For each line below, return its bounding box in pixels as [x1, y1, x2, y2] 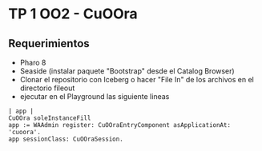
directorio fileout [19, 83, 75, 93]
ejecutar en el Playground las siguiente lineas [19, 92, 170, 101]
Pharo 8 [19, 58, 46, 67]
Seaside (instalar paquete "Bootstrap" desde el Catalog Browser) [19, 66, 235, 76]
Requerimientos [8, 37, 90, 50]
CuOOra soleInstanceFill [8, 114, 91, 122]
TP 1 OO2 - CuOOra [8, 5, 138, 23]
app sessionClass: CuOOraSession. [8, 135, 124, 143]
